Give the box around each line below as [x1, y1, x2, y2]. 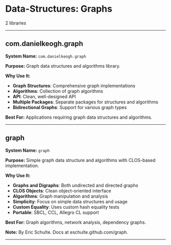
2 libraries [5, 20, 26, 26]
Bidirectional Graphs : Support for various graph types [12, 104, 127, 110]
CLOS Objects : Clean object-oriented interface [12, 187, 111, 194]
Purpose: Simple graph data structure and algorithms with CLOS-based [5, 157, 156, 163]
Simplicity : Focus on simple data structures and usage [12, 198, 128, 204]
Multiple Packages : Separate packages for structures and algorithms [12, 99, 159, 105]
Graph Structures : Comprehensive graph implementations [12, 83, 136, 89]
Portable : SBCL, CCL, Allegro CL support [12, 209, 99, 215]
